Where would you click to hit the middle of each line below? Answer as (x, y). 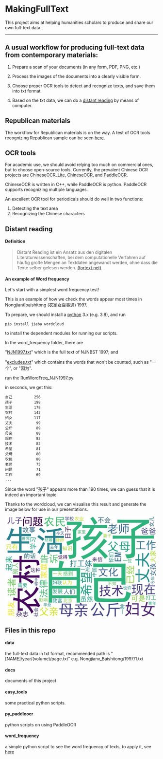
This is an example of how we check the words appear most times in (73, 299)
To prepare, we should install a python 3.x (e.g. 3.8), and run (65, 315)
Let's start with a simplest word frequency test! (52, 290)
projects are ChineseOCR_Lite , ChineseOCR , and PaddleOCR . (66, 175)
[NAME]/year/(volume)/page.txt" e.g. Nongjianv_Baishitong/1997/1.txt (74, 659)
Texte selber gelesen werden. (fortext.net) (59, 268)
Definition (15, 241)
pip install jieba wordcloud (34, 324)
